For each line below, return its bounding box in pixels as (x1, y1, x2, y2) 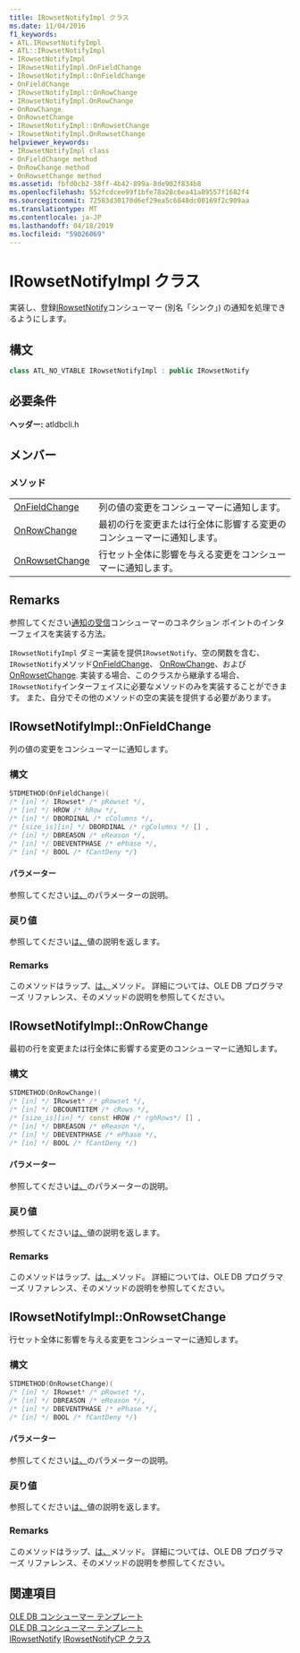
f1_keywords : (9, 30, 58, 39)
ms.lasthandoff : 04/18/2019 (9, 221, 114, 230)
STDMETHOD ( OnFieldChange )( (9, 789, 110, 798)
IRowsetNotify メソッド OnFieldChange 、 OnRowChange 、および (9, 659, 246, 670)
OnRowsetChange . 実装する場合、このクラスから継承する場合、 (9, 670, 245, 681)
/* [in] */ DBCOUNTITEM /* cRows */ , (9, 1105, 150, 1115)
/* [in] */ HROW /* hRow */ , (9, 806, 118, 815)
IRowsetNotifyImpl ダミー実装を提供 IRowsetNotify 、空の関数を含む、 (9, 647, 265, 658)
